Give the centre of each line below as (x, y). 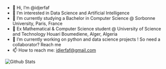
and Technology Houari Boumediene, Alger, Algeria (65, 34)
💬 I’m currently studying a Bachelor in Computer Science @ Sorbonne (84, 18)
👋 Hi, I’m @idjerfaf (31, 8)
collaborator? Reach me (37, 44)
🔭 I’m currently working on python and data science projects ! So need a (86, 39)
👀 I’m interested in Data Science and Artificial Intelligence (71, 13)
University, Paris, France (38, 23)
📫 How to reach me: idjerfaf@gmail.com (54, 50)
